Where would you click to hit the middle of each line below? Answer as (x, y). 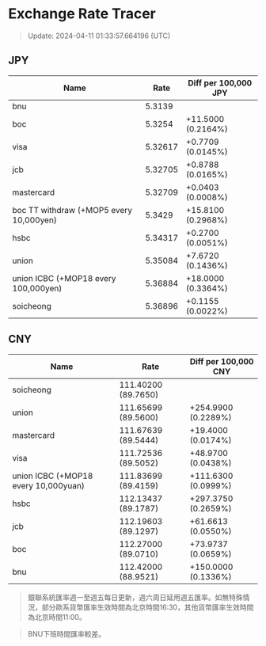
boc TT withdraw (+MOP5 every (72, 210)
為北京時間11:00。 (57, 617)
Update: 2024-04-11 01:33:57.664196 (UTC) (99, 36)
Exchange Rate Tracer (82, 14)
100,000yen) (37, 288)
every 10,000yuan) (48, 485)
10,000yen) (34, 220)
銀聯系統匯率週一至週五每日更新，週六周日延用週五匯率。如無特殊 (135, 597)
